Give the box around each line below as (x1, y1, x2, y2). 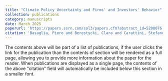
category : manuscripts (5, 16, 52, 21)
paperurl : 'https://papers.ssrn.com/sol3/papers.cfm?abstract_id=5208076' (5, 26, 164, 31)
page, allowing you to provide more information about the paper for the (5, 55, 151, 60)
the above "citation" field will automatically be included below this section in (5, 65, 162, 71)
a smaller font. (5, 71, 35, 76)
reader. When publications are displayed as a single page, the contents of (5, 60, 157, 66)
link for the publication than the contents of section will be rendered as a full (5, 49, 162, 55)
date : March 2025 (5, 21, 41, 26)
